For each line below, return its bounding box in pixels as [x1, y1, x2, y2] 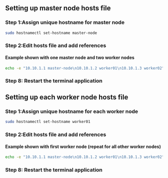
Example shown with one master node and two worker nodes [5, 54, 135, 60]
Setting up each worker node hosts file [5, 92, 128, 101]
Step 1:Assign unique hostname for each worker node [5, 107, 138, 114]
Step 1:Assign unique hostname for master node [5, 19, 125, 26]
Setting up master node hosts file [5, 4, 111, 12]
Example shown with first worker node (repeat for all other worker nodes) [5, 143, 161, 149]
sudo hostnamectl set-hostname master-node [5, 30, 97, 35]
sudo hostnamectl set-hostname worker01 [5, 119, 91, 124]
